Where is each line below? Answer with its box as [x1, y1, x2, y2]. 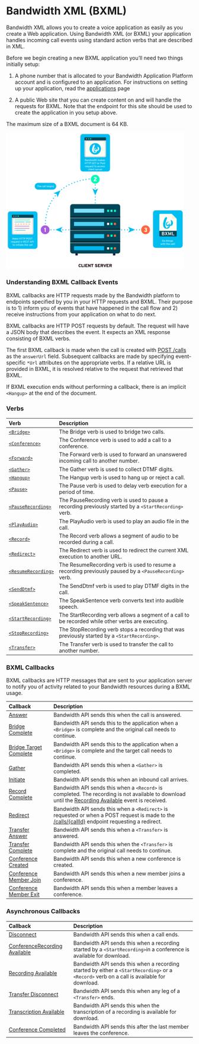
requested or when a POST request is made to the [53, 812, 175, 819]
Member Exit [8, 891, 40, 898]
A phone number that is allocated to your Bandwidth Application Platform [14, 72, 193, 79]
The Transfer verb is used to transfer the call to [59, 640, 174, 647]
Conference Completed [8, 1026, 66, 1033]
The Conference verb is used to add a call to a [59, 436, 172, 444]
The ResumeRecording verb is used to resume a [59, 561, 176, 568]
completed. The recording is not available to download [53, 791, 186, 798]
